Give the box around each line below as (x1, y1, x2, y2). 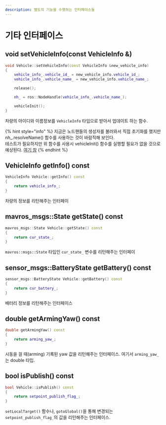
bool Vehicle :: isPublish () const (5, 385, 74, 390)
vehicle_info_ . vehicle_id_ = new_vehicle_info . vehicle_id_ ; (14, 72, 140, 77)
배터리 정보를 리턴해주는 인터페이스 (5, 300, 73, 306)
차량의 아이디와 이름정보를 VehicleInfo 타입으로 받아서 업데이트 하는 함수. (5, 118, 148, 124)
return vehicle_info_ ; (14, 184, 61, 189)
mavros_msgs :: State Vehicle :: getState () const (5, 225, 103, 230)
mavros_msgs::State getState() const (5, 212, 124, 221)
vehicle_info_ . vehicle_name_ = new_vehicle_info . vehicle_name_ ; (14, 77, 149, 82)
